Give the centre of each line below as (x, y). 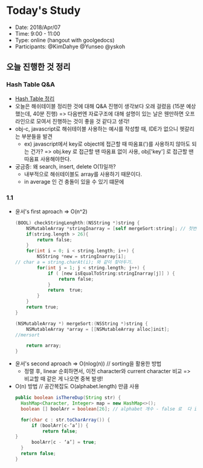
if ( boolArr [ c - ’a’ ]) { (60, 425)
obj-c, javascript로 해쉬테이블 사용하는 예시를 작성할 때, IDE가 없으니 (96, 129)
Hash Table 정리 (35, 98)
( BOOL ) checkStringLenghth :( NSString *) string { (77, 223)
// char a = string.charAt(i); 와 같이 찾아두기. (74, 262)
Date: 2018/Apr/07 (38, 27)
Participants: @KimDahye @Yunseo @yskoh (70, 46)
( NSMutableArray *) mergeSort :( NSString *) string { (81, 324)
